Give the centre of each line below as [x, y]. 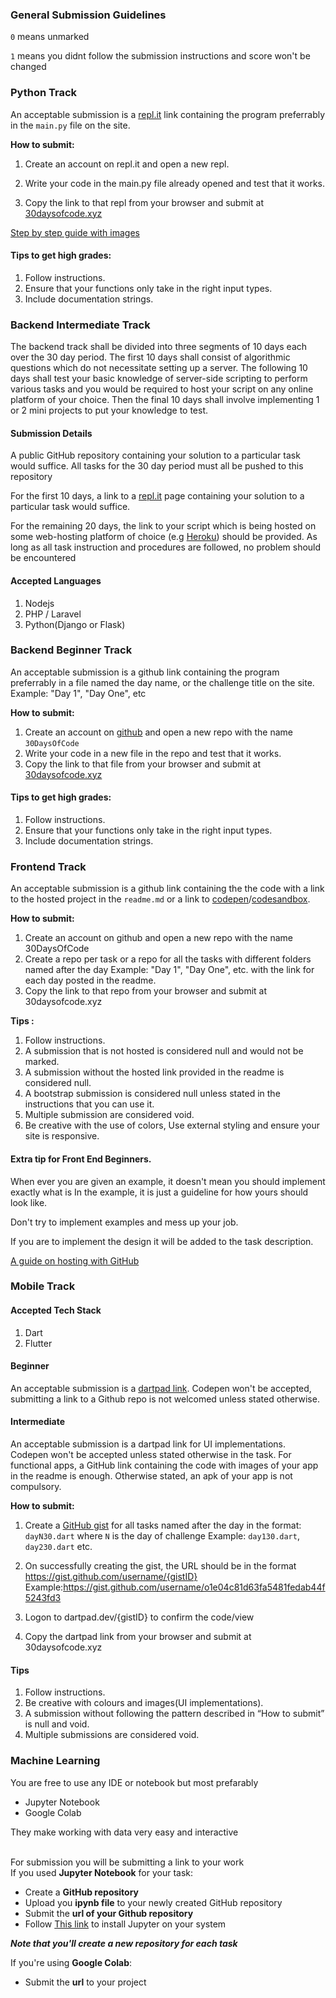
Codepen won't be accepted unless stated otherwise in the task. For [151, 1455]
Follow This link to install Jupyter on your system [125, 1924]
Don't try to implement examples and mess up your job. [124, 1222]
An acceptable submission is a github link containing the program [145, 672]
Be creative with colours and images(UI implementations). [144, 1703]
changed [28, 67]
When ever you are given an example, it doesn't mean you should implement [168, 1181]
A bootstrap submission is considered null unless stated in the [152, 1094]
